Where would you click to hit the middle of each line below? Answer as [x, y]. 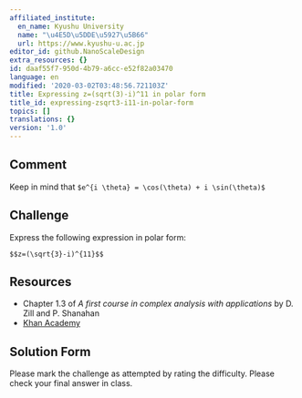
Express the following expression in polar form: [98, 237]
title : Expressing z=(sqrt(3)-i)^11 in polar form [108, 94]
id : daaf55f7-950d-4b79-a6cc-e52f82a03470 [91, 69]
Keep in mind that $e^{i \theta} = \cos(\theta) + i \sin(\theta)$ [138, 187]
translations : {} [42, 119]
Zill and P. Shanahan [61, 313]
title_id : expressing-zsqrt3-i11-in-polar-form [102, 102]
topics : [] [30, 111]
